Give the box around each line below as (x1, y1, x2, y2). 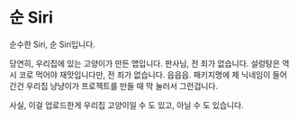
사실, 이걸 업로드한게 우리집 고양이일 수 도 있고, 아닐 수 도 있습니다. (9, 99, 245, 110)
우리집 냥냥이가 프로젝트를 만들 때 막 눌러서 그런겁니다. (25, 80, 219, 91)
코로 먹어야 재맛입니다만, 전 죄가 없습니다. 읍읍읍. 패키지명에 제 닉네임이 (18, 69, 271, 80)
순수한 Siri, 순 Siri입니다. (9, 39, 96, 50)
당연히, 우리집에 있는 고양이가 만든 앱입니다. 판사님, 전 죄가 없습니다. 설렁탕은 (9, 58, 281, 69)
